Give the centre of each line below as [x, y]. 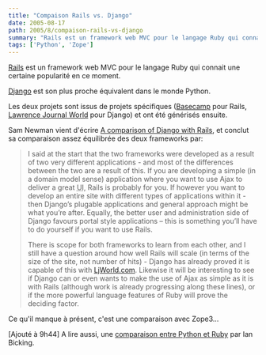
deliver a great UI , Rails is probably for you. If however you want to [136, 187]
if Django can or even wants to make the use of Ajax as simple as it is [141, 278]
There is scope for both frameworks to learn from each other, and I [137, 245]
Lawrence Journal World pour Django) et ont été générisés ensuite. [118, 115]
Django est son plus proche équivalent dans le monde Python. [110, 91]
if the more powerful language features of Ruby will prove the [127, 295]
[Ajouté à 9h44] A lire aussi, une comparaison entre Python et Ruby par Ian [131, 334]
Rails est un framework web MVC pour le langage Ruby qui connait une [124, 67]
